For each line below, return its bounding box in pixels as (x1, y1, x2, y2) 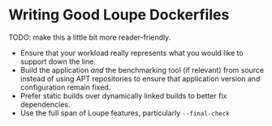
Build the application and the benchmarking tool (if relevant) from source (19, 65, 265, 74)
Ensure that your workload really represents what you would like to (19, 48, 244, 57)
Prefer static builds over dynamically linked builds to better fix (19, 90, 227, 100)
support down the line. (19, 57, 96, 66)
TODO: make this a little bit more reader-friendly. (8, 32, 171, 42)
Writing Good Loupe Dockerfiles (8, 6, 230, 24)
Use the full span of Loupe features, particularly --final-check (19, 107, 230, 118)
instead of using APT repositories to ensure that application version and (19, 73, 261, 83)
